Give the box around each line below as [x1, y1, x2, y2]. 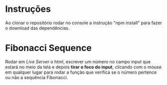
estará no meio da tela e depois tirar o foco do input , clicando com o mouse [5, 64, 162, 70]
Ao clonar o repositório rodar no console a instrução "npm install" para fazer [5, 20, 163, 26]
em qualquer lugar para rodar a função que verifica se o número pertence [5, 69, 157, 75]
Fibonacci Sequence [5, 42, 92, 54]
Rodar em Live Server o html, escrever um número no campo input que [5, 58, 151, 65]
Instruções [5, 3, 51, 15]
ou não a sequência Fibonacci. [5, 74, 68, 80]
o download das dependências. [5, 25, 70, 31]
